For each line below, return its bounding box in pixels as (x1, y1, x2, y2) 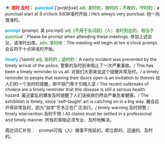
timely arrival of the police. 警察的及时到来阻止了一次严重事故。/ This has (5, 62, 154, 68)
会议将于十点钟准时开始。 (5, 46, 57, 52)
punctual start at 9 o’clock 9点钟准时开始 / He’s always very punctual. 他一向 (5, 11, 160, 17)
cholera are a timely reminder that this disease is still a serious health (5, 86, 145, 92)
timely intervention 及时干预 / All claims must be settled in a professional (5, 111, 152, 116)
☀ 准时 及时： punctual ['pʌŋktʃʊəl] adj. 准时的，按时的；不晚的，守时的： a (5, 5, 160, 10)
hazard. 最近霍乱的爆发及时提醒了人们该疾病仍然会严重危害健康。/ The (5, 92, 149, 98)
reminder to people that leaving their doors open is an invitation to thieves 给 (5, 75, 161, 81)
